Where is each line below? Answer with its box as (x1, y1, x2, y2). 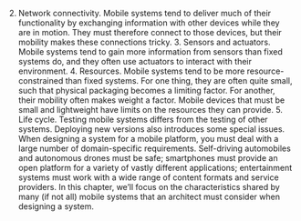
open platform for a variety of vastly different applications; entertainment (17, 163, 293, 173)
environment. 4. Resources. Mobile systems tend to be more (17, 65, 245, 76)
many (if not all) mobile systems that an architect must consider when (17, 191, 281, 202)
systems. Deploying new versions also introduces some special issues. (17, 124, 285, 135)
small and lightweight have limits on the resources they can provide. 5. (17, 105, 283, 115)
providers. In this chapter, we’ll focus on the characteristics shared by (17, 182, 280, 192)
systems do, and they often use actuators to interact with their (17, 56, 253, 66)
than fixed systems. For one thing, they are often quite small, (65, 75, 294, 85)
